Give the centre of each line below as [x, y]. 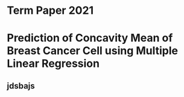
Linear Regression [53, 64]
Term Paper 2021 [50, 11]
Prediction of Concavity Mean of [90, 38]
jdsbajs [21, 86]
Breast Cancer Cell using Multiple [93, 51]
